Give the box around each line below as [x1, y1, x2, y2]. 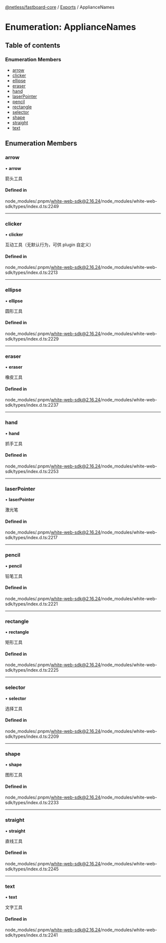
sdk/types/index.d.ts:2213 [5, 269, 58, 276]
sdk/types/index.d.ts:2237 [5, 402, 59, 408]
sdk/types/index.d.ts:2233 [5, 800, 59, 806]
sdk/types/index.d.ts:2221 [5, 600, 58, 607]
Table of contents [5, 41, 60, 49]
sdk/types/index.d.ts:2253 [5, 468, 59, 474]
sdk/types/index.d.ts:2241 [5, 932, 58, 938]
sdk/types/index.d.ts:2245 [5, 866, 59, 872]
